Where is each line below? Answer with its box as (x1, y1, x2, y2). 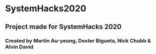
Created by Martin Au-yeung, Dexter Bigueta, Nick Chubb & (5, 37, 151, 44)
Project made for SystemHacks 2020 (5, 23, 122, 31)
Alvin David (5, 43, 34, 50)
